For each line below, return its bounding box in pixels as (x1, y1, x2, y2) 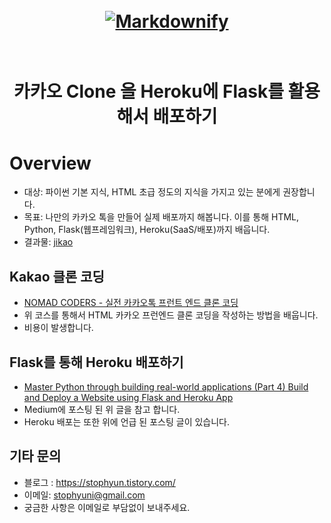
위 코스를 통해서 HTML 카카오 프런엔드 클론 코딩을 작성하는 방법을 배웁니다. (23, 309, 319, 321)
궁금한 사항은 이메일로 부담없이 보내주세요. (23, 501, 191, 513)
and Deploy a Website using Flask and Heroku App (23, 391, 234, 403)
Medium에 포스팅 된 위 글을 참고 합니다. (23, 403, 181, 415)
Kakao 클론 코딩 (9, 268, 105, 285)
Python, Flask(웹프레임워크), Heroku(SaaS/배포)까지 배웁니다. (23, 224, 271, 236)
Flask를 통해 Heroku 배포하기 (9, 354, 184, 371)
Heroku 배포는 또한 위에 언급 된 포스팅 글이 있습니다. (23, 415, 231, 428)
